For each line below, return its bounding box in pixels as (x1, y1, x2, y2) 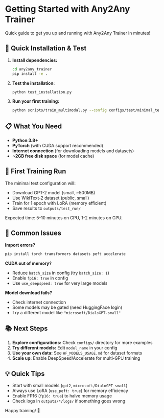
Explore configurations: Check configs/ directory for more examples (12, 340, 153, 346)
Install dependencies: (12, 57, 58, 63)
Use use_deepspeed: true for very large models (12, 280, 108, 286)
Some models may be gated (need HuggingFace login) (12, 304, 122, 310)
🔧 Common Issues (5, 229, 62, 237)
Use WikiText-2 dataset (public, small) (12, 195, 90, 201)
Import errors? (5, 242, 35, 248)
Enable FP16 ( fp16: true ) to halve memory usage (12, 393, 112, 399)
